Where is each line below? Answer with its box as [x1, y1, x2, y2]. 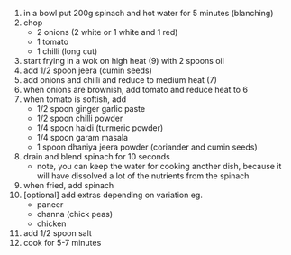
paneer [36, 199, 64, 210]
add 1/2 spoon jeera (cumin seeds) [23, 65, 152, 76]
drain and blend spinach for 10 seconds [23, 151, 170, 161]
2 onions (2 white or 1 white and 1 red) [36, 27, 178, 37]
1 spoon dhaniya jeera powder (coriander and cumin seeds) [36, 141, 258, 152]
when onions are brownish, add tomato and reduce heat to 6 [23, 85, 249, 95]
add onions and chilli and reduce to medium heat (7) [23, 75, 217, 85]
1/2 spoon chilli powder [36, 113, 123, 123]
